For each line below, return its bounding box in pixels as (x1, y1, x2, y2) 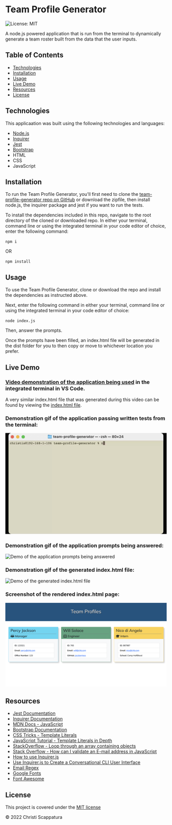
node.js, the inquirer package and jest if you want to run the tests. (5, 202, 144, 208)
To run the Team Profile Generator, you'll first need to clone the (5, 191, 139, 197)
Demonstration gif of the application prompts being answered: (5, 542, 164, 549)
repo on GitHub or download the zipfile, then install (42, 196, 150, 203)
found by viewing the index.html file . (5, 401, 82, 408)
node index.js (5, 318, 36, 324)
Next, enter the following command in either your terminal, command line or (5, 302, 165, 308)
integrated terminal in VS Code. (5, 385, 85, 392)
